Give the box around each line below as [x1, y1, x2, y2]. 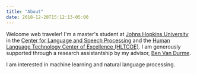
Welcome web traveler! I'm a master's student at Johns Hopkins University [6, 30, 189, 37]
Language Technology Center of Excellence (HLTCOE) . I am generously [6, 43, 181, 50]
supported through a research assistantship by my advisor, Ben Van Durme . [6, 49, 191, 56]
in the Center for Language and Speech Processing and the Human [6, 37, 170, 44]
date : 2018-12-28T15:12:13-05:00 [6, 14, 89, 20]
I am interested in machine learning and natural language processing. [6, 60, 176, 68]
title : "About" [6, 8, 44, 15]
